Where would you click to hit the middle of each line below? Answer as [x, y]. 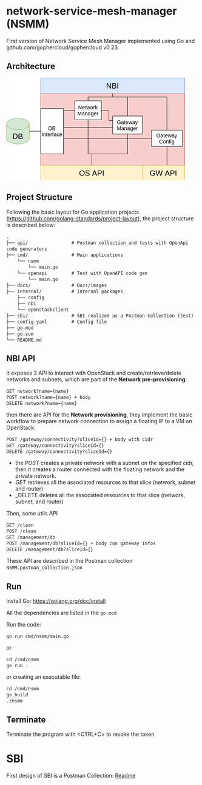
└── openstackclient [43, 310]
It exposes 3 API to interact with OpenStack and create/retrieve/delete [94, 373]
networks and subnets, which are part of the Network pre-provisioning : [97, 379]
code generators [27, 249]
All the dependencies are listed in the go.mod [62, 613]
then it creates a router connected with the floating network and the [100, 469]
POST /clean [21, 532]
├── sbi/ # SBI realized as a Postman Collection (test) [100, 316]
